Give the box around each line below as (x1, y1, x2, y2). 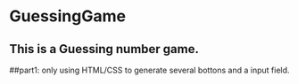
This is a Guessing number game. (9, 42, 199, 57)
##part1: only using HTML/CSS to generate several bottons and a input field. (9, 65, 290, 75)
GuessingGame (9, 6, 127, 27)
